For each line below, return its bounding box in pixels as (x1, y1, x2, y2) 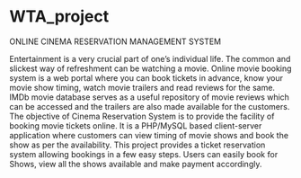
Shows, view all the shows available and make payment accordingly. (9, 158, 262, 169)
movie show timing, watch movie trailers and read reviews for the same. (9, 82, 276, 93)
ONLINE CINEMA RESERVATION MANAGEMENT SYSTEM (9, 36, 222, 47)
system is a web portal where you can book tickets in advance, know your (9, 72, 284, 83)
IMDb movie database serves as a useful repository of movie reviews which (9, 92, 290, 102)
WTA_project (9, 6, 110, 27)
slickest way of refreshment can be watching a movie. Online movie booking (9, 63, 292, 74)
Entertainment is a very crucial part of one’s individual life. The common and (9, 53, 291, 64)
